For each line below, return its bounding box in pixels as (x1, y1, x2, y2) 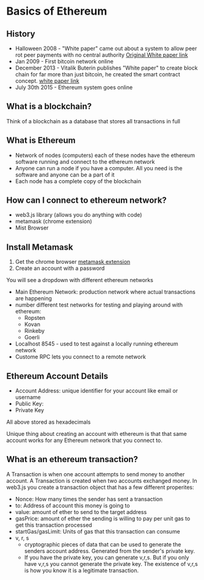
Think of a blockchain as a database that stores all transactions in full (6, 117, 180, 125)
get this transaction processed (15, 521, 93, 529)
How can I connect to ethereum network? (6, 195, 167, 206)
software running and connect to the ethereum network (15, 158, 155, 165)
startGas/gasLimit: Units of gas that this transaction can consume (15, 527, 180, 535)
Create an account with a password (15, 264, 105, 272)
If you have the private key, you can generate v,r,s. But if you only (24, 554, 189, 561)
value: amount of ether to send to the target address (15, 508, 147, 515)
